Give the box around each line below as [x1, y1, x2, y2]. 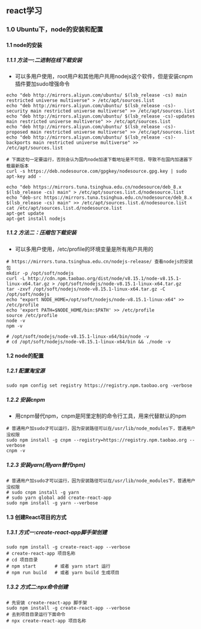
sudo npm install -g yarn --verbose [6, 500, 98, 506]
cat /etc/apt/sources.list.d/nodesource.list [6, 205, 122, 211]
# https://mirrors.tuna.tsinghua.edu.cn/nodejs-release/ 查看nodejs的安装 [6, 258, 194, 264]
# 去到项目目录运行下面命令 [6, 611, 66, 618]
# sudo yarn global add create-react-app [6, 495, 112, 501]
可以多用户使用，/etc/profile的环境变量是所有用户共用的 [14, 245, 153, 252]
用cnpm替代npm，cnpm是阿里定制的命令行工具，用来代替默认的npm [14, 412, 187, 420]
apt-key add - [6, 174, 42, 180]
